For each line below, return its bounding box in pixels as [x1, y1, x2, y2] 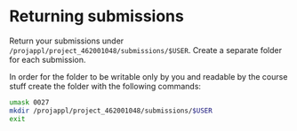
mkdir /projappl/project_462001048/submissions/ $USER [9, 106, 213, 115]
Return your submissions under [9, 35, 124, 46]
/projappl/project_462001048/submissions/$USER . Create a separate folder [9, 44, 283, 55]
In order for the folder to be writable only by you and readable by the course [9, 71, 288, 81]
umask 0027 [9, 97, 50, 107]
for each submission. [9, 54, 86, 65]
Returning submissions [9, 6, 184, 27]
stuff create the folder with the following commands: [9, 81, 202, 91]
